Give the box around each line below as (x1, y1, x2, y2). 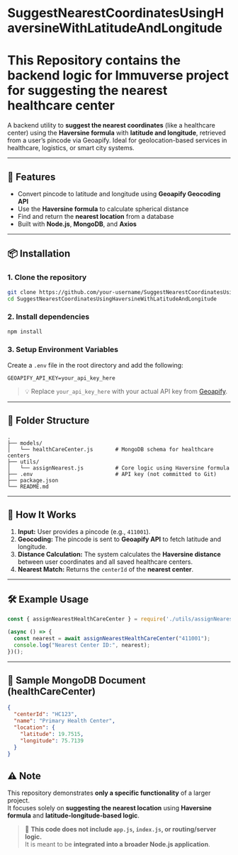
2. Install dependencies (7, 312, 90, 322)
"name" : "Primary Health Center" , (13, 718, 115, 725)
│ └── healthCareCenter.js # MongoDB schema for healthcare (7, 446, 214, 453)
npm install (7, 328, 42, 335)
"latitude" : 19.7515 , (20, 730, 84, 737)
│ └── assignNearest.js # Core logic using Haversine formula (7, 464, 230, 472)
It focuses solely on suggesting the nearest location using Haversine (7, 804, 212, 812)
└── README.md (7, 483, 50, 490)
